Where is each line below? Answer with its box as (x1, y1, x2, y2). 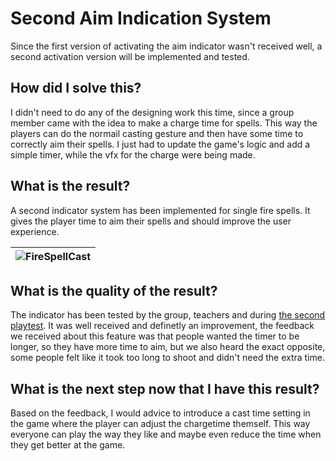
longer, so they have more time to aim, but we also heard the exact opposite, (10, 341, 326, 353)
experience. (10, 225, 60, 237)
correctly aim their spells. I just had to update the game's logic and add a (10, 138, 311, 150)
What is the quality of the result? (10, 282, 218, 299)
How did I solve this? (10, 80, 142, 97)
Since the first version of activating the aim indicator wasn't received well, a (10, 40, 323, 52)
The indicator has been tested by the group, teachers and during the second (10, 309, 326, 321)
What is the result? (10, 178, 131, 195)
